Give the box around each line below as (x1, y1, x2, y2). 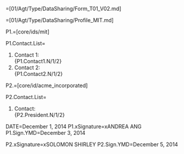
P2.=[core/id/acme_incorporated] (5, 82, 88, 89)
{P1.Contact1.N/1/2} (14, 58, 62, 64)
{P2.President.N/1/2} (14, 112, 65, 118)
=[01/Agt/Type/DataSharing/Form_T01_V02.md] (5, 5, 121, 12)
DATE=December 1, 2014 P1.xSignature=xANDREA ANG (5, 123, 142, 130)
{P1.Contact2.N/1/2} (14, 70, 63, 77)
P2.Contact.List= (5, 94, 47, 100)
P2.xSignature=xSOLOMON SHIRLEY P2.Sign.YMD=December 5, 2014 (5, 141, 178, 148)
